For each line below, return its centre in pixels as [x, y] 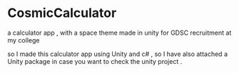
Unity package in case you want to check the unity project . [95, 61]
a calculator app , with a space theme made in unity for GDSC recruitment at [119, 33]
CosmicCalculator [62, 13]
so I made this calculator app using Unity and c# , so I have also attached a [118, 54]
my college [24, 40]
